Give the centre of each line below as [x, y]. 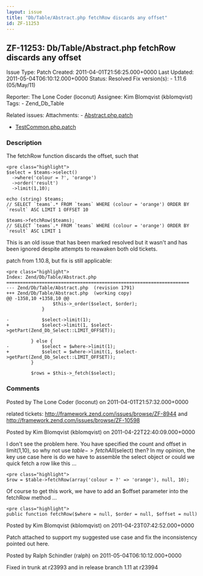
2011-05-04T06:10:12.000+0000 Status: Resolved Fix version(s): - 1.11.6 [97, 79]
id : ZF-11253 [23, 23]
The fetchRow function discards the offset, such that [73, 156]
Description [24, 143]
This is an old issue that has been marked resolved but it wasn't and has [97, 243]
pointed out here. [28, 544]
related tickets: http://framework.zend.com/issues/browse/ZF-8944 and [97, 414]
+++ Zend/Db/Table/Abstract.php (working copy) [69, 293]
